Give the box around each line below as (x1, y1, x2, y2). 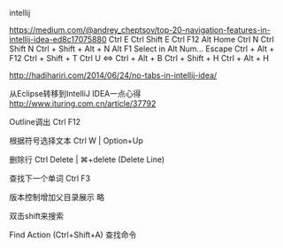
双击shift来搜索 (9, 211, 65, 221)
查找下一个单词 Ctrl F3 (9, 173, 91, 183)
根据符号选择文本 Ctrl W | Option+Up (9, 136, 144, 145)
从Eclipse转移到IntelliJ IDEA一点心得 (9, 89, 141, 98)
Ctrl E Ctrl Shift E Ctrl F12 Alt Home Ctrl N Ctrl (108, 35, 274, 44)
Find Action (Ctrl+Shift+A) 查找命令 (9, 229, 137, 240)
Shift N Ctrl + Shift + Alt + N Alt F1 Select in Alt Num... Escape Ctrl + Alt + (9, 43, 275, 54)
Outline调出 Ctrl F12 (9, 117, 81, 127)
